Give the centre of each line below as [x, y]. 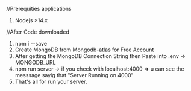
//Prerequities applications [39, 9]
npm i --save [31, 43]
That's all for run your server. [51, 81]
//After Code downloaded [38, 32]
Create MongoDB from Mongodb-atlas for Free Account [84, 50]
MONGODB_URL [35, 63]
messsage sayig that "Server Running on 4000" [74, 75]
